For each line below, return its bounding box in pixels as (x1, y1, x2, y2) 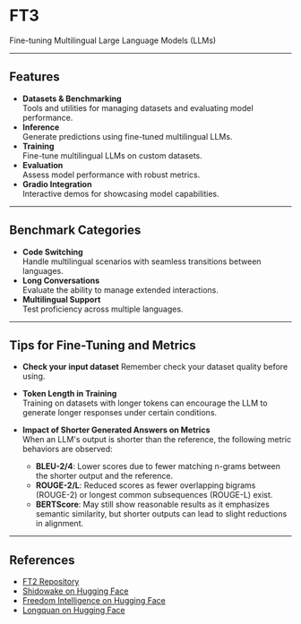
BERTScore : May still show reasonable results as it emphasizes (35, 499, 271, 510)
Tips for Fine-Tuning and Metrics (9, 338, 197, 353)
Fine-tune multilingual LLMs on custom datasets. (21, 150, 203, 161)
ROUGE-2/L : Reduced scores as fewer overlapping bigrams (35, 480, 256, 491)
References (9, 552, 75, 568)
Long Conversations (21, 275, 100, 286)
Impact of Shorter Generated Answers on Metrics (21, 424, 211, 435)
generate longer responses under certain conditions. (21, 407, 218, 418)
